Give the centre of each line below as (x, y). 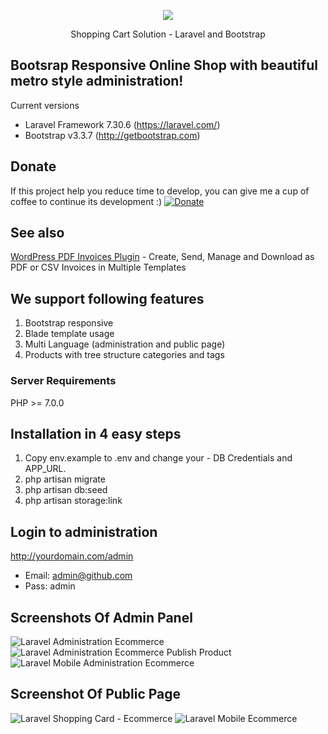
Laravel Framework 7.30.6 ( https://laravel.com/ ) (122, 124)
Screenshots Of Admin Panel (101, 617)
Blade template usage (69, 334)
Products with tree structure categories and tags (124, 355)
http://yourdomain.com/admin (72, 556)
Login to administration (84, 531)
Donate (33, 166)
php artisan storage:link (73, 501)
